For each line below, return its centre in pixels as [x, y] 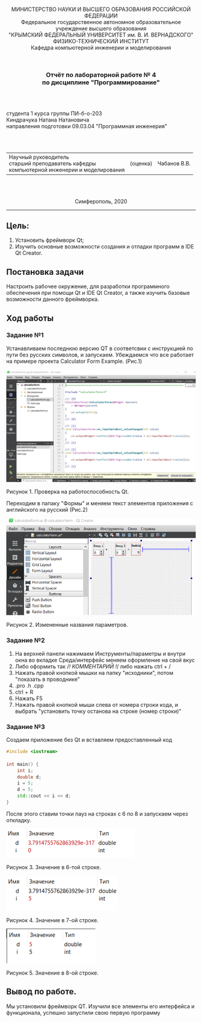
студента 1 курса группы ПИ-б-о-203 [54, 114]
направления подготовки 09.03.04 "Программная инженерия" [87, 126]
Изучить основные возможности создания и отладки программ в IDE [104, 247]
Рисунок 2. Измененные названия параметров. [67, 625]
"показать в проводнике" [47, 679]
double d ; [29, 777]
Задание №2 [26, 641]
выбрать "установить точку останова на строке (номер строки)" [98, 711]
